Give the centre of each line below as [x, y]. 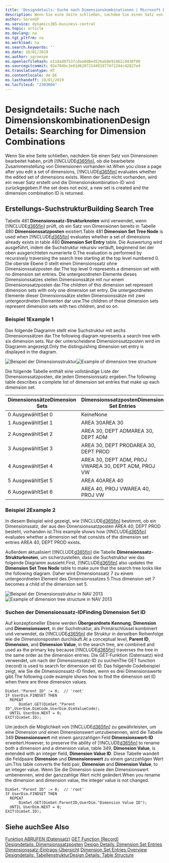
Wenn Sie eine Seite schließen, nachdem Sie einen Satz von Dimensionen [81, 155]
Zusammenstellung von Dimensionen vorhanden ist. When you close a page [83, 166]
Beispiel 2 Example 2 [30, 510]
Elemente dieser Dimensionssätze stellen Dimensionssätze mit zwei [75, 296]
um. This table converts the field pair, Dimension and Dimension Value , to [81, 764]
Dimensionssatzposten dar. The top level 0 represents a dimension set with [82, 269]
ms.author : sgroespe [27, 57]
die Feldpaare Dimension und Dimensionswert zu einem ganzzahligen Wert [84, 759]
